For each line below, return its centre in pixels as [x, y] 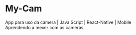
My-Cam [24, 9]
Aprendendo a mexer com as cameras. [45, 27]
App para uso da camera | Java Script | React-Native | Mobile [68, 22]
